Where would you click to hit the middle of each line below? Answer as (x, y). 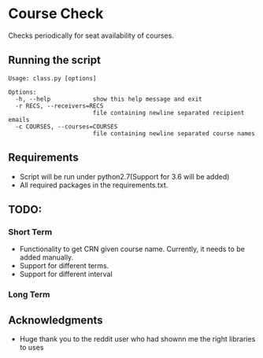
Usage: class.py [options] (52, 78)
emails (19, 120)
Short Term (30, 231)
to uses (31, 347)
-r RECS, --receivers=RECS (59, 106)
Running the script (54, 60)
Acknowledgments (56, 320)
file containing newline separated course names (174, 133)
